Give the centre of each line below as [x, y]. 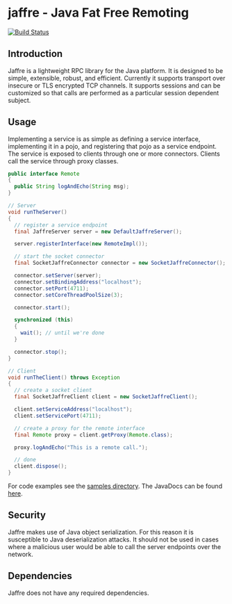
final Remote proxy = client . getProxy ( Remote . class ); [93, 435]
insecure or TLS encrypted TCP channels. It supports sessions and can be [114, 85]
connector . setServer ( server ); [58, 276]
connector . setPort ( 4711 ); [52, 288]
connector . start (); [42, 307]
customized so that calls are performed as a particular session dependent [114, 92]
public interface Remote [44, 174]
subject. [19, 100]
